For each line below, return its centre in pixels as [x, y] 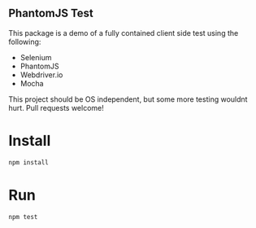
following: [25, 42]
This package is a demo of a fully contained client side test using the [124, 33]
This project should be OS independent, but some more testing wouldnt [128, 99]
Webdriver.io [41, 75]
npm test [23, 217]
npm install [28, 162]
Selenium [36, 57]
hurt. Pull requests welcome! [56, 107]
